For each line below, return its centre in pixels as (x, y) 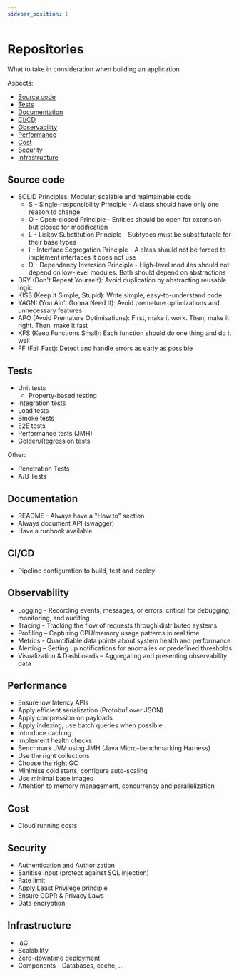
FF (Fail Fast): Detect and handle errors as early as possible (105, 348)
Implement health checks (55, 741)
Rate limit (31, 881)
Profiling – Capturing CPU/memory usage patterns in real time (108, 633)
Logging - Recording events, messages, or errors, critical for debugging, (124, 610)
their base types (52, 242)
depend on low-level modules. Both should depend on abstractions (127, 272)
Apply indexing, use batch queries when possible (90, 725)
